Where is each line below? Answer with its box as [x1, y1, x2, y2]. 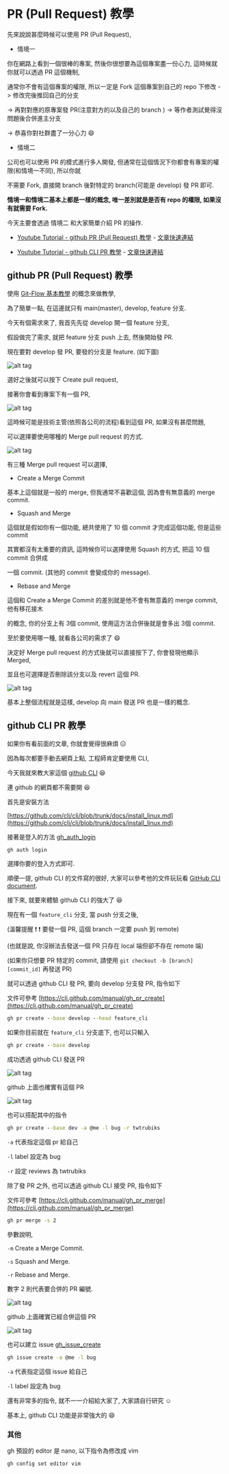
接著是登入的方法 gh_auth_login [7, 833, 96, 841]
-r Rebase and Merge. [7, 1270, 70, 1279]
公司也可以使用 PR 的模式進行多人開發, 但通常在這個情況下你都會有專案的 [7, 158, 213, 166]
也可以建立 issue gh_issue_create [7, 1340, 101, 1349]
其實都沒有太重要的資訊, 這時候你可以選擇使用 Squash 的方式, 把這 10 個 [7, 545, 210, 553]
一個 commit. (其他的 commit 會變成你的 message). [7, 568, 151, 576]
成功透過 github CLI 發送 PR [7, 1055, 85, 1064]
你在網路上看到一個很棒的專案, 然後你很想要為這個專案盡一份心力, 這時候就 [7, 59, 217, 67]
